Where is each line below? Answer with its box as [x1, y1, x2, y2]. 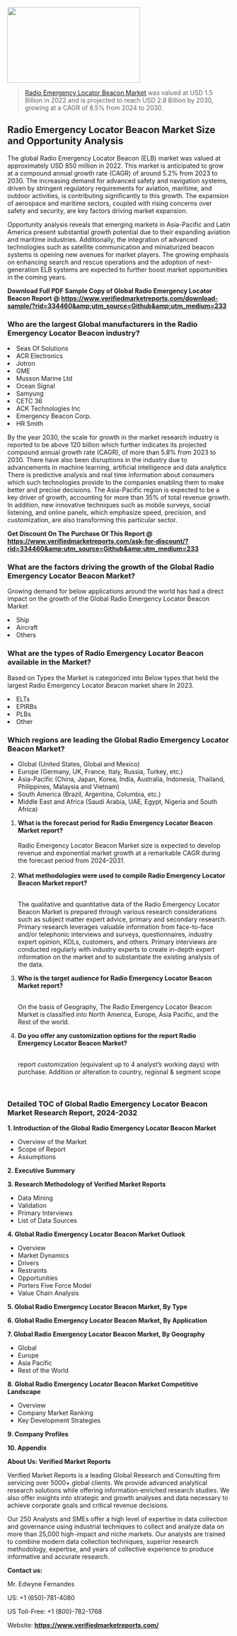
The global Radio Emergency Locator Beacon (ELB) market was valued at [7, 154, 221, 162]
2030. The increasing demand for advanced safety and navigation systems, [7, 176, 229, 185]
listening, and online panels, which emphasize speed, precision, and [7, 508, 207, 517]
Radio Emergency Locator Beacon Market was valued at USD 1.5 [24, 88, 213, 97]
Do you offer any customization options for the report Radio [17, 1032, 197, 1039]
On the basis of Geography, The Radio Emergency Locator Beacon [17, 1003, 212, 1011]
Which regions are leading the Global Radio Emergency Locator [7, 735, 229, 744]
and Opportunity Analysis [7, 135, 124, 147]
